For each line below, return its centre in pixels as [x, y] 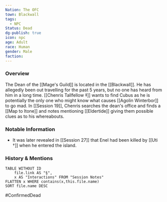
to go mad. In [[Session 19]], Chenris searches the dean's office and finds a [83, 106]
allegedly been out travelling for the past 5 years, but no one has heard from [84, 90]
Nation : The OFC [22, 10]
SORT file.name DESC [27, 186]
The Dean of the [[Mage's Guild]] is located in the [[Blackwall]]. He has [78, 84]
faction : [14, 56]
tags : [11, 19]
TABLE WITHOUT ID [23, 169]
